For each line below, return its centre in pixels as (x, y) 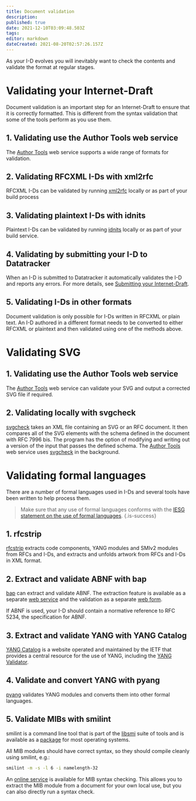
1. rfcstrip (24, 534)
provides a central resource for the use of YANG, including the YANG (89, 656)
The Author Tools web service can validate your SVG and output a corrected (98, 388)
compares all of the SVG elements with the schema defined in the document (98, 433)
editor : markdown (27, 39)
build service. (23, 236)
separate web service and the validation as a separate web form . (84, 599)
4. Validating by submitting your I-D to (77, 254)
